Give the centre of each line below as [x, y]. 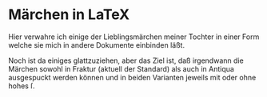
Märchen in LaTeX [69, 15]
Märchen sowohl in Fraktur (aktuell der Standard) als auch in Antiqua [121, 68]
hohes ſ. [22, 86]
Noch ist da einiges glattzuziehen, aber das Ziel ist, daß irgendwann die [126, 60]
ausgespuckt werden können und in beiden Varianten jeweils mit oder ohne [132, 77]
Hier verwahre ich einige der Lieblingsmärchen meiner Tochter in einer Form [134, 37]
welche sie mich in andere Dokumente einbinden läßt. [97, 45]
